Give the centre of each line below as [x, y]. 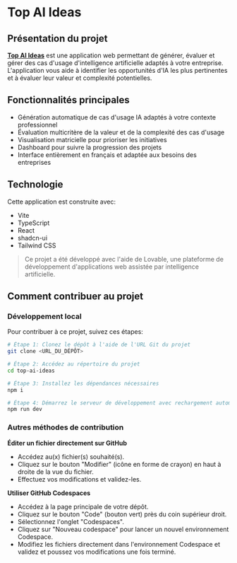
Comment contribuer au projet [75, 297]
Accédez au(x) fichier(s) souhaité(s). [71, 456]
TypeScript [34, 223]
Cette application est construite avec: [62, 202]
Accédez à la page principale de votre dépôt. [83, 506]
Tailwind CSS [37, 245]
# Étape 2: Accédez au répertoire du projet [74, 364]
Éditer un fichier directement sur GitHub [67, 443]
